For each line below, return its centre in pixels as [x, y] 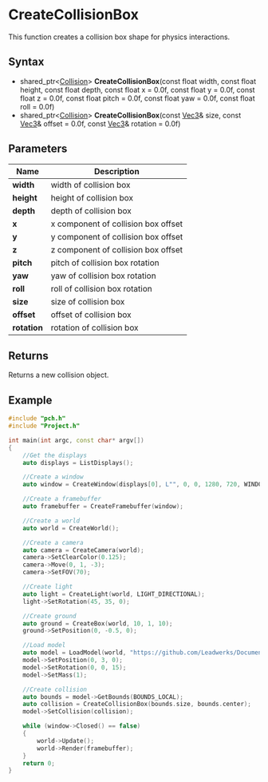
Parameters [38, 149]
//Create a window [53, 477]
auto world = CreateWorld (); [71, 528]
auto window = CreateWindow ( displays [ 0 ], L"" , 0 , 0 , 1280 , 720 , [132, 485]
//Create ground [50, 616]
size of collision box [88, 301]
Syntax [26, 62]
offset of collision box [91, 315]
